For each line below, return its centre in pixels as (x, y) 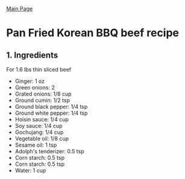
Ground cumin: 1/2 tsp (42, 100)
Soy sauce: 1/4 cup (39, 126)
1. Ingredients (32, 55)
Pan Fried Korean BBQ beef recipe (93, 33)
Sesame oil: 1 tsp (36, 145)
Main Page (20, 9)
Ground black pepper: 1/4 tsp (51, 107)
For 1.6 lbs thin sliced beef (39, 69)
